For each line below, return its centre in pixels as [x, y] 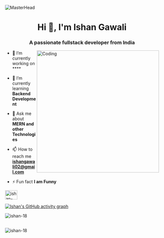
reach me [22, 156]
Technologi [24, 134]
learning [20, 88]
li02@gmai [23, 167]
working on [23, 64]
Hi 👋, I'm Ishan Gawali [82, 27]
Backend [21, 94]
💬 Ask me [22, 114]
